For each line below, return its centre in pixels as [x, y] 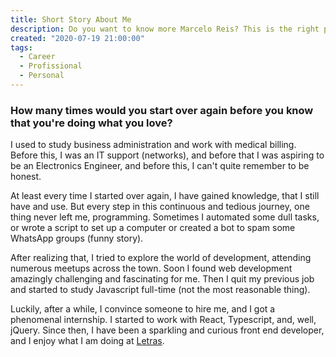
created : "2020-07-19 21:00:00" [77, 38]
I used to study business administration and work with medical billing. [153, 145]
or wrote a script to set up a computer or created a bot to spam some [153, 228]
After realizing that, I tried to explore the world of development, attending [161, 258]
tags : [21, 47]
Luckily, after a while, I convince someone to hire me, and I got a [143, 309]
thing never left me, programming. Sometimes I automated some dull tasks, [165, 217]
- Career [37, 57]
